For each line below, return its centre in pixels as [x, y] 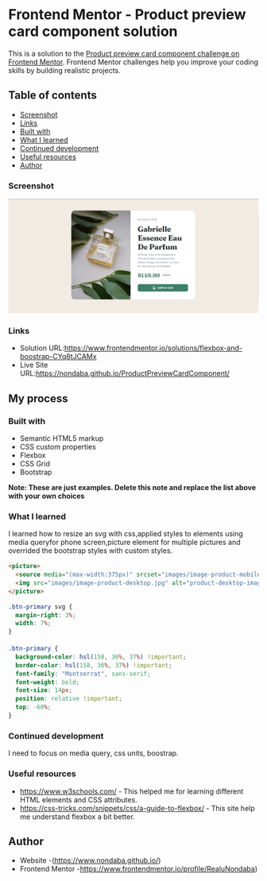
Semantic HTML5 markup [62, 438]
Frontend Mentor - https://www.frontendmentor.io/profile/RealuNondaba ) [139, 869]
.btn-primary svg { [41, 607]
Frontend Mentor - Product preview [127, 15]
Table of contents [52, 96]
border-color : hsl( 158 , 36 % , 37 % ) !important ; [94, 665]
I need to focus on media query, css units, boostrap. [93, 753]
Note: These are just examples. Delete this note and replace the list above [132, 487]
